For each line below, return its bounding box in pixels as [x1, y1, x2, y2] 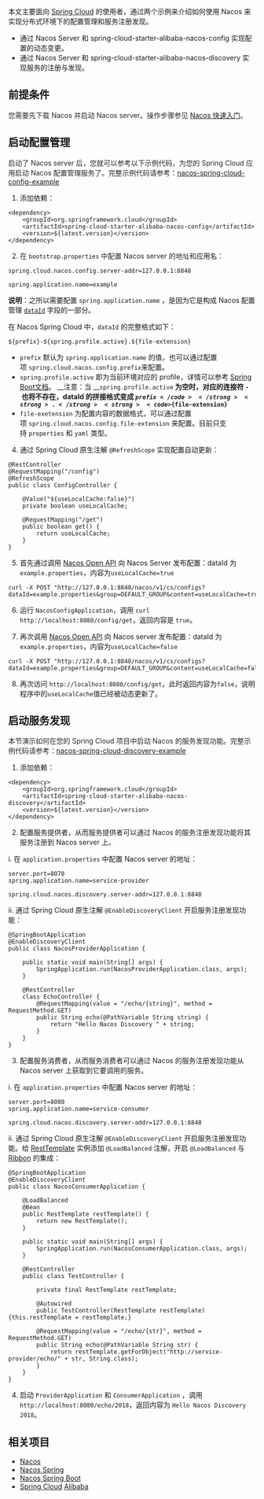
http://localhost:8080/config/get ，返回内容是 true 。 [19, 615, 197, 624]
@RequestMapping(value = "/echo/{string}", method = [36, 1000, 213, 1008]
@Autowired [36, 1300, 72, 1308]
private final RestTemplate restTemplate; [36, 1286, 178, 1294]
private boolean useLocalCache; [22, 502, 128, 510]
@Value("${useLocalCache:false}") [22, 495, 135, 503]
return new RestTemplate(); [36, 1217, 128, 1225]
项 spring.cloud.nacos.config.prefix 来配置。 [19, 362, 169, 371]
